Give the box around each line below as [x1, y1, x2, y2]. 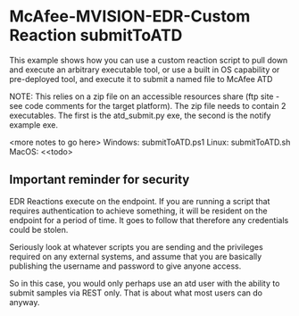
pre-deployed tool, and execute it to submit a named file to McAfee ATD [9, 73, 273, 84]
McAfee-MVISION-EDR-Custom [9, 6, 251, 27]
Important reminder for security [9, 172, 190, 187]
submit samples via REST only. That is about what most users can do [9, 287, 263, 298]
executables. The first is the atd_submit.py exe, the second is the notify [9, 110, 271, 121]
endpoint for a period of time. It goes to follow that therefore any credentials [9, 214, 289, 225]
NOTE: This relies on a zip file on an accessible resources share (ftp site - [9, 91, 279, 102]
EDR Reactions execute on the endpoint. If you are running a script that [9, 195, 270, 206]
